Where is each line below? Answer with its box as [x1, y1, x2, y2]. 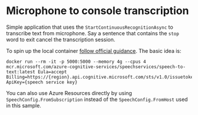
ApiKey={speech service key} [6, 79, 78, 85]
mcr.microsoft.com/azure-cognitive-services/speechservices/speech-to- [6, 63, 186, 70]
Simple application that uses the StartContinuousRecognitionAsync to [6, 23, 174, 31]
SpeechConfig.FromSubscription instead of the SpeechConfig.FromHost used [6, 96, 188, 103]
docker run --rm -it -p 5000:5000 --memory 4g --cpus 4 [6, 59, 146, 65]
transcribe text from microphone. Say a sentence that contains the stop [6, 29, 180, 36]
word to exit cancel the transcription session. [6, 36, 115, 43]
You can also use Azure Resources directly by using [6, 89, 133, 96]
